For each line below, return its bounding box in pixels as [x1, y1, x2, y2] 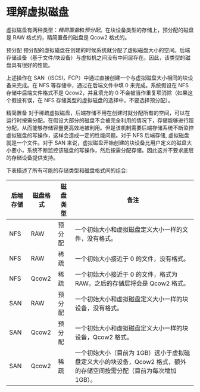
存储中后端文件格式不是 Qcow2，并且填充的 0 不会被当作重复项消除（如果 [6, 89, 188, 96]
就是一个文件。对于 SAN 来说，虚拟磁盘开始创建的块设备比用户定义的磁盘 [6, 139, 187, 146]
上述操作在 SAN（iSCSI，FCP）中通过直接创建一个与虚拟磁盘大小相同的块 [6, 74, 188, 81]
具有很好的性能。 [11, 61, 54, 69]
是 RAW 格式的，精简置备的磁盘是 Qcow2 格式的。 [6, 33, 130, 41]
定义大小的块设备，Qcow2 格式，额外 [80, 357, 186, 366]
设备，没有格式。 [74, 304, 123, 312]
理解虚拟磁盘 [6, 5, 70, 19]
